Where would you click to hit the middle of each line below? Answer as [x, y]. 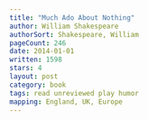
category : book [38, 85]
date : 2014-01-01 [42, 51]
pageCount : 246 [38, 43]
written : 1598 [36, 60]
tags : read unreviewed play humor [74, 93]
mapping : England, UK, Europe [66, 102]
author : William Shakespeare [64, 26]
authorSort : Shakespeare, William [74, 34]
